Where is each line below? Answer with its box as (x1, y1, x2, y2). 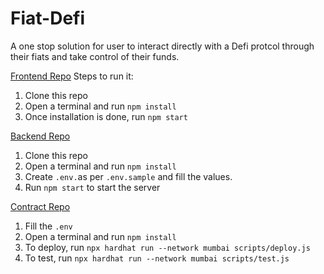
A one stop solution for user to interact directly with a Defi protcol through (10, 40, 315, 52)
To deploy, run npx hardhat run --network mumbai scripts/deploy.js (24, 241, 311, 253)
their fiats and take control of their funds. (10, 50, 180, 62)
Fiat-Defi (10, 7, 86, 30)
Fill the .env (24, 220, 73, 232)
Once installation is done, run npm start (24, 110, 188, 122)
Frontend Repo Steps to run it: (10, 70, 134, 82)
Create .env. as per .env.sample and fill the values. (24, 170, 233, 182)
